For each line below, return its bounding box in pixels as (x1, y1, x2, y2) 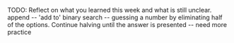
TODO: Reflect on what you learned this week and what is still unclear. (7, 6, 212, 14)
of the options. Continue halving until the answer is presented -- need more (7, 21, 228, 28)
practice (7, 28, 32, 36)
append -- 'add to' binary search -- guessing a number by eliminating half (7, 13, 223, 21)
